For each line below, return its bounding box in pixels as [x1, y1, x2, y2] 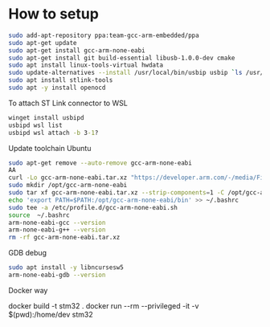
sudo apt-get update [8, 39, 78, 47]
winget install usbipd [8, 113, 84, 121]
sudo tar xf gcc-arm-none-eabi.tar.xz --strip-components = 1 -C [8, 189, 225, 197]
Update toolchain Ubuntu [8, 143, 92, 153]
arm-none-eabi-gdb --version [8, 271, 106, 280]
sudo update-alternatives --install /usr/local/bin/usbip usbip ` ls [8, 69, 243, 77]
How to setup [8, 5, 99, 23]
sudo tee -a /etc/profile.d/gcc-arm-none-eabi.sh [8, 203, 178, 211]
